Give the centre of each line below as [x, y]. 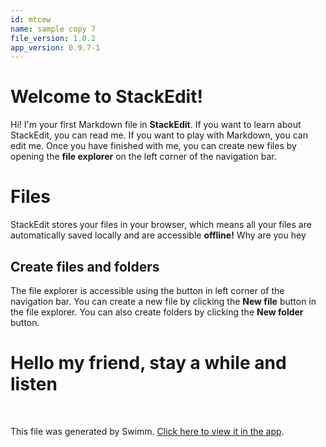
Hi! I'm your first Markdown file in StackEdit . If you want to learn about [156, 125]
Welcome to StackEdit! [106, 97]
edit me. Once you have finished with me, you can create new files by [153, 146]
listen [34, 384]
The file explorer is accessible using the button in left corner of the [147, 290]
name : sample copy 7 [53, 29]
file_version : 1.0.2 [53, 38]
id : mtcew [31, 19]
